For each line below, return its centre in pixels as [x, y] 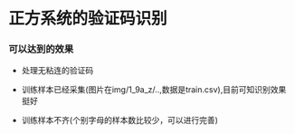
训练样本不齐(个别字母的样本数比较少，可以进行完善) [120, 120]
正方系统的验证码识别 [88, 19]
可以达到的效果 [41, 49]
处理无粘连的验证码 [57, 71]
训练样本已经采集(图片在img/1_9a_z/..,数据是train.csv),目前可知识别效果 [154, 90]
